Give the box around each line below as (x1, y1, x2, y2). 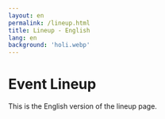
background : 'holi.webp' (8, 41, 90, 49)
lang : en (8, 33, 37, 42)
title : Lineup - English (8, 26, 90, 34)
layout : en (8, 11, 44, 20)
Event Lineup (8, 75, 97, 94)
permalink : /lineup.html (8, 19, 90, 27)
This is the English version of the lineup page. (8, 102, 157, 111)
